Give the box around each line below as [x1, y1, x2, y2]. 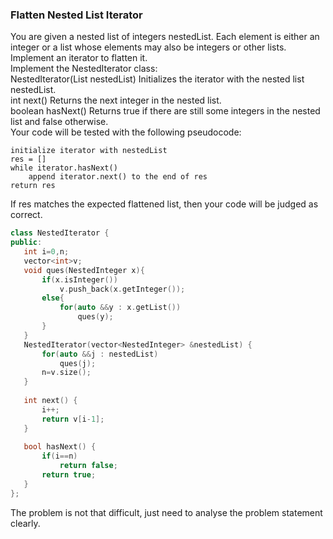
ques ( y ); [77, 312, 114, 322]
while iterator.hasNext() [10, 163, 118, 173]
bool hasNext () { [23, 442, 97, 452]
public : [10, 238, 43, 248]
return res [10, 181, 56, 191]
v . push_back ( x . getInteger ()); [59, 284, 186, 294]
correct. [10, 209, 43, 221]
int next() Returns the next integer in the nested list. [10, 94, 222, 107]
